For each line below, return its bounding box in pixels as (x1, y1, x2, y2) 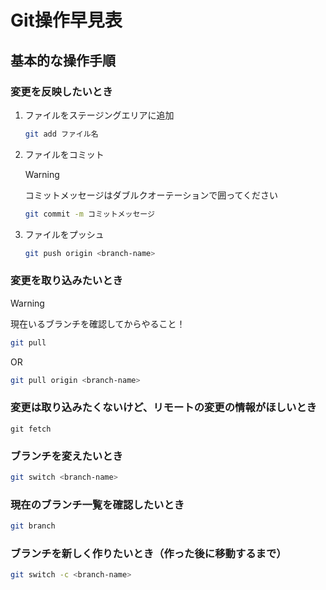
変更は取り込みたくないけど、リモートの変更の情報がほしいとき (10, 401, 317, 415)
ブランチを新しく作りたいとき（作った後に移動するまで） (10, 547, 287, 561)
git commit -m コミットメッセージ (24, 209, 155, 219)
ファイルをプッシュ (24, 228, 105, 240)
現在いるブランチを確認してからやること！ (10, 317, 186, 330)
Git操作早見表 (10, 9, 123, 32)
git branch (10, 521, 56, 531)
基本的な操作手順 (10, 52, 116, 69)
